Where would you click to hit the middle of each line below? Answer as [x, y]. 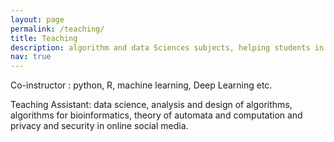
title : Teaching [44, 38]
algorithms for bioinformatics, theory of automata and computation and [156, 115]
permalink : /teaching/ [57, 29]
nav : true [31, 57]
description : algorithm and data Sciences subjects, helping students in [167, 47]
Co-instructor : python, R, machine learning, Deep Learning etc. [141, 85]
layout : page [37, 19]
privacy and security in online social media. [99, 126]
